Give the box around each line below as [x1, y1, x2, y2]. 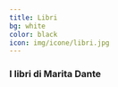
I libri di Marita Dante [9, 68, 101, 81]
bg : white [9, 22, 46, 30]
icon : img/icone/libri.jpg [9, 38, 110, 48]
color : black [9, 30, 58, 39]
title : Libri [9, 13, 58, 22]
